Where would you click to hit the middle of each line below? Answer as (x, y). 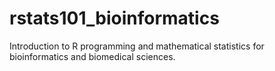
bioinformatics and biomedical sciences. (92, 56)
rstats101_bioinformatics (114, 18)
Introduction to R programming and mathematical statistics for (137, 46)
